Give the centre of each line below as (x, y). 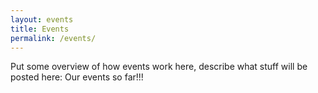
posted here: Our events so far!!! (77, 77)
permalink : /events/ (53, 38)
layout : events (42, 19)
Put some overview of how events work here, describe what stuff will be (159, 67)
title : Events (40, 29)
